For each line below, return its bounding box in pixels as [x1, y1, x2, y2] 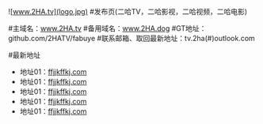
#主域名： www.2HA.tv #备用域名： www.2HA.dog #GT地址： [8, 24, 207, 33]
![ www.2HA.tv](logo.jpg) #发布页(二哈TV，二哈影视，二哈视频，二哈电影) [8, 7, 248, 16]
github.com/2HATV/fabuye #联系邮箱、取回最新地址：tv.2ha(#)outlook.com [8, 34, 255, 43]
